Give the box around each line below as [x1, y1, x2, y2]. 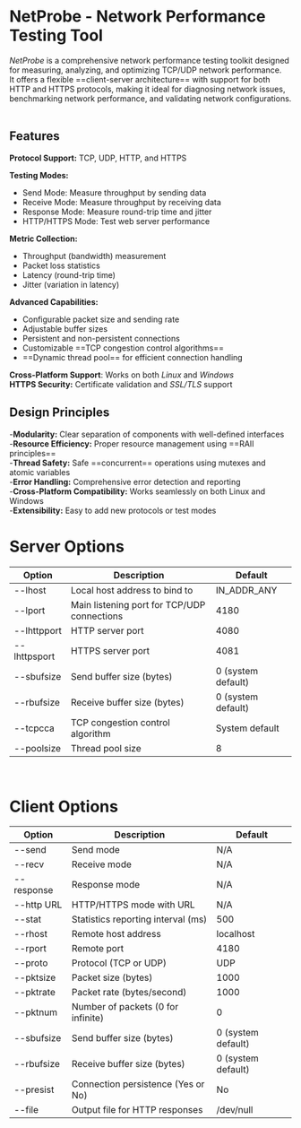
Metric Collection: [9, 233, 78, 244]
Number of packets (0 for [71, 1001, 179, 1013]
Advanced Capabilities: [9, 296, 99, 307]
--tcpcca [13, 722, 56, 734]
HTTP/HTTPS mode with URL [71, 898, 195, 911]
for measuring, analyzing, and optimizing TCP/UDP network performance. [9, 65, 282, 75]
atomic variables [9, 466, 71, 477]
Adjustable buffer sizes [21, 323, 108, 334]
